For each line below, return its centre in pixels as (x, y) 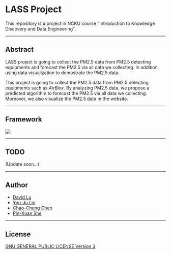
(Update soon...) (22, 164)
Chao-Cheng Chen (32, 208)
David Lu (22, 197)
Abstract (20, 50)
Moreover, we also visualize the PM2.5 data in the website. (67, 99)
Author (17, 185)
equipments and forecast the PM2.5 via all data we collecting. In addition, (82, 67)
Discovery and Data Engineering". (41, 28)
